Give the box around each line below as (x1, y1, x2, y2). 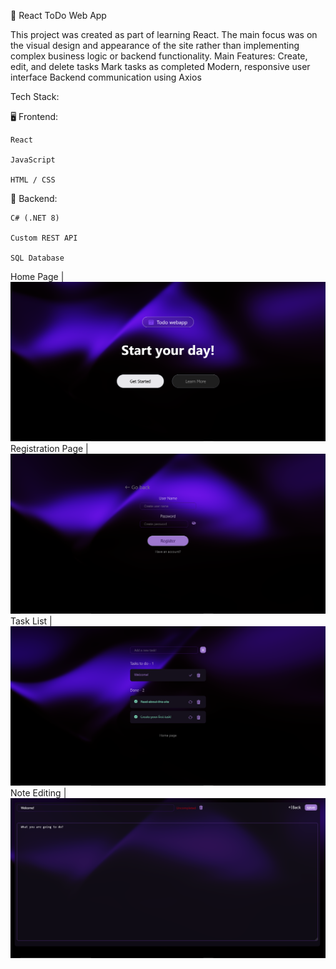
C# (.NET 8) (10, 213, 60, 223)
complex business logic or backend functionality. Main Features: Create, (10, 50, 308, 62)
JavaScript (10, 155, 56, 165)
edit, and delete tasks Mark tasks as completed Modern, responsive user (10, 61, 311, 72)
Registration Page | (10, 443, 89, 455)
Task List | (10, 615, 53, 627)
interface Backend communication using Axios (10, 71, 202, 83)
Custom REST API (10, 233, 78, 243)
